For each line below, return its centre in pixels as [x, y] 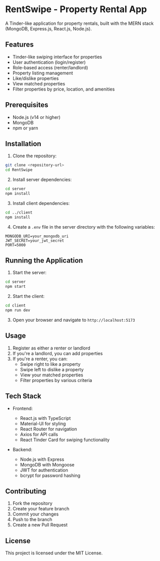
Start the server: [30, 273]
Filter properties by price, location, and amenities [64, 89]
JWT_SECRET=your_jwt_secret [35, 241]
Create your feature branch [41, 509]
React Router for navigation [48, 429]
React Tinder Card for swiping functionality [65, 440]
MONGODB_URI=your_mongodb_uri [37, 236]
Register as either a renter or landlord [51, 348]
